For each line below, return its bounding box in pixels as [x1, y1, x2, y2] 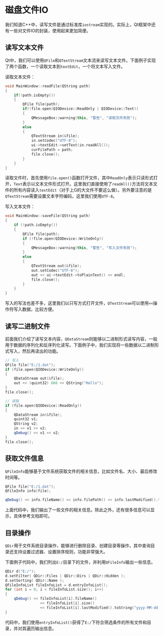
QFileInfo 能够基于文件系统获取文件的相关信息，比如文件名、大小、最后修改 [5, 468, 158, 474]
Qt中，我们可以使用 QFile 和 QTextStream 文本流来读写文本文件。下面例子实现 [5, 57, 156, 63]
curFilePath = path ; [31, 147, 73, 152]
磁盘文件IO [5, 4, 49, 16]
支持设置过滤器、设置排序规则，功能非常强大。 [13, 548, 108, 554]
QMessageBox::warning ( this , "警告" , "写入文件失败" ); [31, 245, 137, 250]
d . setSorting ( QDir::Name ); [5, 578, 64, 583]
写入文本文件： [5, 204, 35, 209]
